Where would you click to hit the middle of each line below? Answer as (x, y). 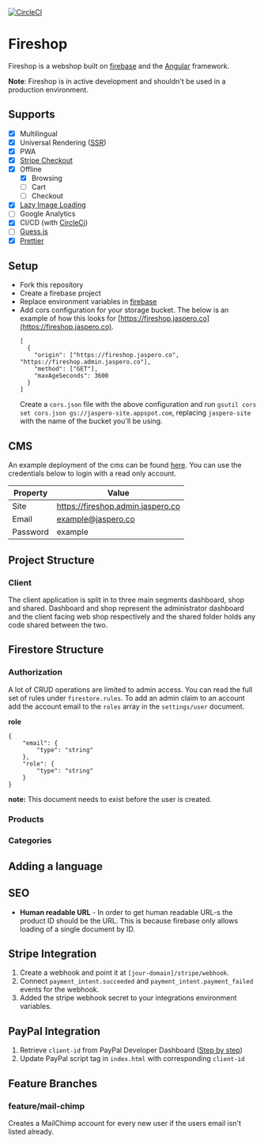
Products (26, 819)
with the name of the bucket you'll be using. (91, 421)
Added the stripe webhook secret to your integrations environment (128, 998)
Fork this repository (51, 285)
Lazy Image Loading (53, 205)
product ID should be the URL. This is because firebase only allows (129, 920)
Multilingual (38, 134)
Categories (30, 841)
